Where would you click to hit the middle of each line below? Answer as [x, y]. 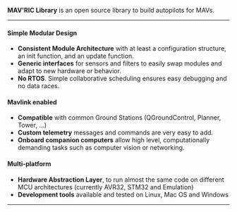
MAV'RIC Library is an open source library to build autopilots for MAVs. [111, 10]
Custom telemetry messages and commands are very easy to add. [115, 132]
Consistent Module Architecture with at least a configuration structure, [122, 49]
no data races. [38, 86]
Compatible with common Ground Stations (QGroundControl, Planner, [119, 118]
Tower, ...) [32, 125]
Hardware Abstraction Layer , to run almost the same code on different [121, 180]
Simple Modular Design [42, 33]
